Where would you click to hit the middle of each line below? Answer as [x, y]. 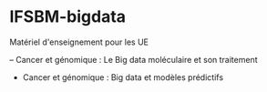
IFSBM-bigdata [67, 17]
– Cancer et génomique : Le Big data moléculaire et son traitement [133, 59]
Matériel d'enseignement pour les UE [79, 42]
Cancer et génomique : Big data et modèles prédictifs [123, 77]
